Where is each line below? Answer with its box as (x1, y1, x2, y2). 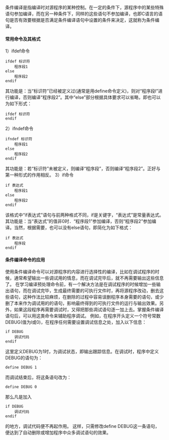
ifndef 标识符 (5, 137, 33, 142)
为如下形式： (5, 100, 32, 107)
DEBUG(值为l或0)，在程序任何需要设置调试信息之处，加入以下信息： (5, 319, 147, 325)
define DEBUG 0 (5, 384, 37, 390)
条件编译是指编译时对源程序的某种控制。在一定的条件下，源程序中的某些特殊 (5, 5, 164, 10)
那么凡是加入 (5, 394, 32, 400)
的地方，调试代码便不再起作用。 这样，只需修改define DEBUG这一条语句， (5, 423, 160, 429)
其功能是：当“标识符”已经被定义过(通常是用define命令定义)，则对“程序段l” (5, 88, 158, 94)
